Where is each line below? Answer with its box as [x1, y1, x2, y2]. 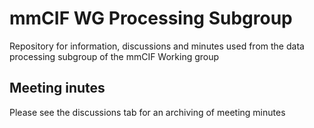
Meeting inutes [9, 80, 106, 97]
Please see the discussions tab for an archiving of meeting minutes [9, 106, 286, 118]
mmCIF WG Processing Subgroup [9, 7, 293, 30]
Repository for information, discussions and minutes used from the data [9, 40, 305, 52]
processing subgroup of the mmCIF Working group [9, 50, 220, 62]
